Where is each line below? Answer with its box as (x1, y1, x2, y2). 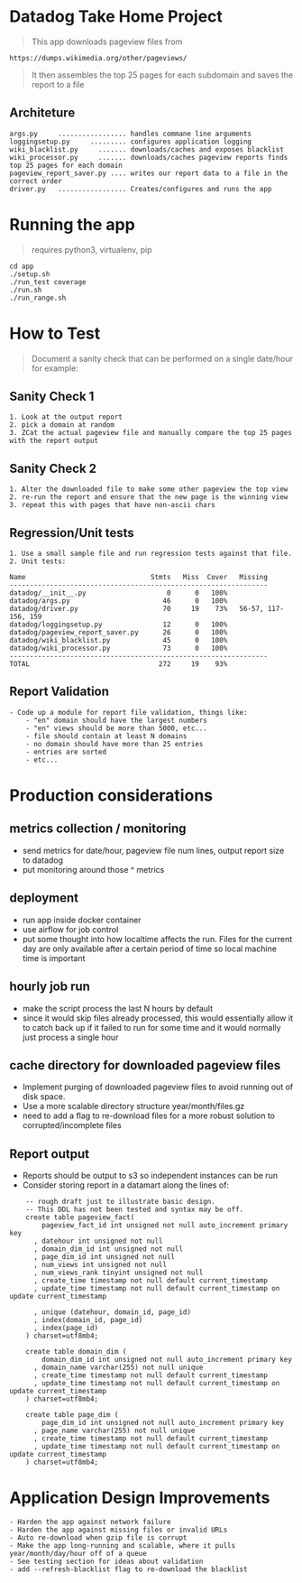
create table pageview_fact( (25, 1213, 135, 1222)
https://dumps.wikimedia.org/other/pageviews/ (9, 53, 188, 62)
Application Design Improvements (9, 1487, 270, 1508)
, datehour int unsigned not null (32, 1236, 164, 1246)
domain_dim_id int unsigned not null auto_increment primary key (41, 1356, 293, 1365)
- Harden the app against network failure (9, 1518, 171, 1527)
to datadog (22, 855, 64, 866)
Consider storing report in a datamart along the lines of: (22, 1180, 230, 1190)
